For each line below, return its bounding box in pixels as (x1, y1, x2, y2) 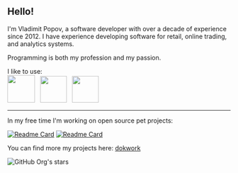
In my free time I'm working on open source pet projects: (7, 116, 174, 125)
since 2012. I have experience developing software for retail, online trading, (7, 32, 227, 40)
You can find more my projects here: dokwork (7, 143, 141, 152)
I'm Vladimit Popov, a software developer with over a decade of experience (7, 24, 227, 33)
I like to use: (7, 67, 42, 75)
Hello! (7, 6, 34, 18)
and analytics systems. (7, 39, 74, 48)
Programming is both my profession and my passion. (7, 53, 161, 62)
